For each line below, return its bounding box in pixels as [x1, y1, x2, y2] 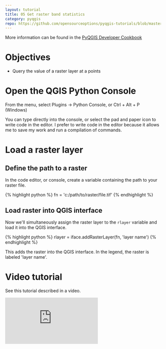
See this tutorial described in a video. [5, 287, 81, 294]
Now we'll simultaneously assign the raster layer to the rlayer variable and [5, 219, 157, 225]
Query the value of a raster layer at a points [12, 68, 101, 74]
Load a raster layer [5, 144, 83, 155]
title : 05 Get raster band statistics [5, 12, 85, 17]
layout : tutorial [5, 7, 41, 12]
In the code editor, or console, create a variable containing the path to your [5, 177, 158, 183]
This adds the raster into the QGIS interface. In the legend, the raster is [5, 249, 149, 255]
